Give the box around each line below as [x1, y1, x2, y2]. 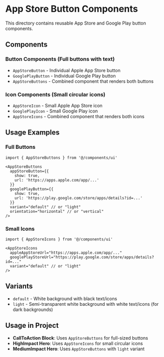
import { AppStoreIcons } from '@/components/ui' [5, 236, 113, 242]
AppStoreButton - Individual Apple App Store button [12, 67, 121, 73]
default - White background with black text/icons [12, 295, 118, 302]
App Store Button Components [5, 3, 138, 15]
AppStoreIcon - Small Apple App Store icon [12, 102, 103, 108]
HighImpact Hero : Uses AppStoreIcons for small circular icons [12, 340, 143, 346]
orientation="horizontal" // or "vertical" [10, 209, 104, 214]
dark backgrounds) [12, 306, 53, 313]
